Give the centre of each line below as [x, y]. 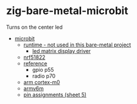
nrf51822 [34, 57]
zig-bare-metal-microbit [67, 11]
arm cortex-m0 [42, 82]
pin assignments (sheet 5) [55, 95]
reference [35, 63]
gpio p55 [43, 69]
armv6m [34, 88]
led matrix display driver [61, 51]
